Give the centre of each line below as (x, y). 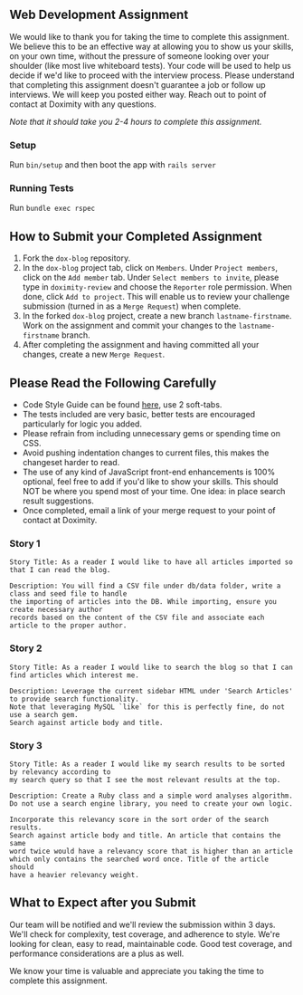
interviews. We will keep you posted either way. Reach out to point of (138, 94)
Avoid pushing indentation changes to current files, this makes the (146, 453)
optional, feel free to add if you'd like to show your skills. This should (150, 482)
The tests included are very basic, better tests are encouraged (139, 415)
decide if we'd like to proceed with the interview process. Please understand (152, 75)
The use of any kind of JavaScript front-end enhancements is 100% (149, 472)
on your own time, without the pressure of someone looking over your (139, 56)
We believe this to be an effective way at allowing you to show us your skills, (151, 46)
